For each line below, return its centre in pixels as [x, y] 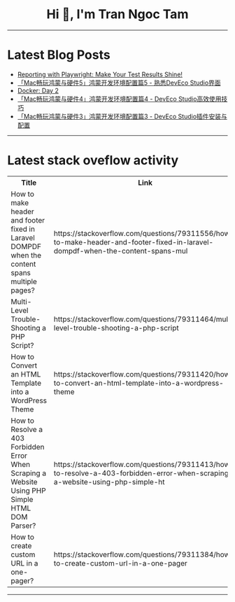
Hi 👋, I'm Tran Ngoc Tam [117, 14]
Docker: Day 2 [38, 90]
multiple [24, 281]
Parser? [23, 526]
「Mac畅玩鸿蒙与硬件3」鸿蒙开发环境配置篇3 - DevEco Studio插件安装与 [122, 116]
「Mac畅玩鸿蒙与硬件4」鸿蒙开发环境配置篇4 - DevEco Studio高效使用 [119, 99]
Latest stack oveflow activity [93, 161]
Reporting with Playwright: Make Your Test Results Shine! [100, 74]
